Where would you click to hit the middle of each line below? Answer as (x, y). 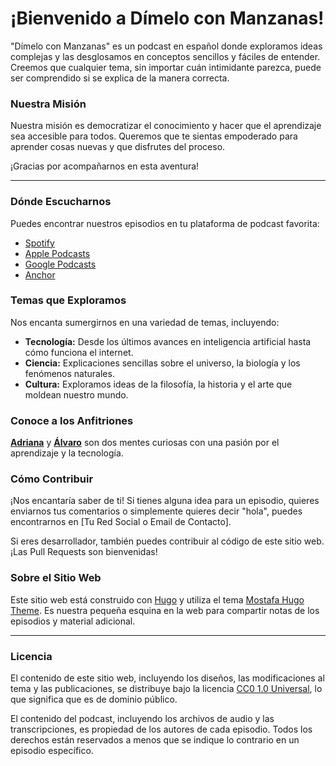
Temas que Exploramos (68, 300)
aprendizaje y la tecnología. (67, 453)
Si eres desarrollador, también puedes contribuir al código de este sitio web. (167, 541)
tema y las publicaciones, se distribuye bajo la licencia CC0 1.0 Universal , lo (166, 689)
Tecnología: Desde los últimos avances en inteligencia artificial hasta (168, 341)
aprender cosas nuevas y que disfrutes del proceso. (118, 147)
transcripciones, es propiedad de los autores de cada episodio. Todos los (161, 729)
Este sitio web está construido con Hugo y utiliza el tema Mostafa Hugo (157, 599)
